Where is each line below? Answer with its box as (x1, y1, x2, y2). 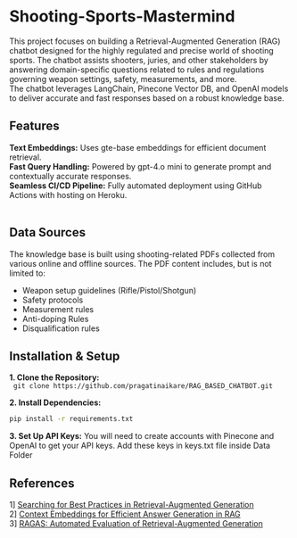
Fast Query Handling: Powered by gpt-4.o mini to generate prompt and (9, 161, 272, 171)
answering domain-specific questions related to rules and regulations (9, 64, 265, 75)
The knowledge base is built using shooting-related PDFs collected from (9, 248, 276, 260)
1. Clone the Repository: (9, 372, 100, 383)
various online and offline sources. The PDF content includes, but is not (9, 258, 272, 269)
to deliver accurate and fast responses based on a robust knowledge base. (9, 92, 285, 103)
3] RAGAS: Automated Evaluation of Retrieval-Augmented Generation (9, 518, 263, 529)
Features (9, 119, 60, 134)
